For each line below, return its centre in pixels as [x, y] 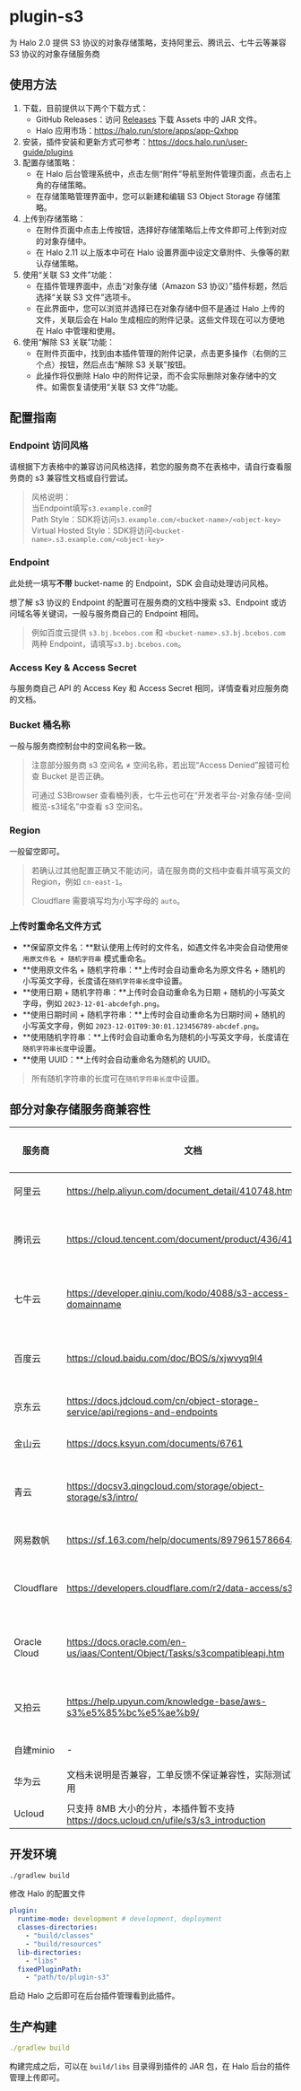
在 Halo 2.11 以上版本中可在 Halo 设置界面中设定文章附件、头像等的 [159, 252]
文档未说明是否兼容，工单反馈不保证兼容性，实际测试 [179, 1774]
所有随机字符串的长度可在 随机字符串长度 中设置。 [117, 1078]
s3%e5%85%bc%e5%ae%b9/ [133, 1712]
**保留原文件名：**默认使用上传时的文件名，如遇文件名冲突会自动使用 [152, 947]
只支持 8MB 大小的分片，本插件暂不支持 [151, 1808]
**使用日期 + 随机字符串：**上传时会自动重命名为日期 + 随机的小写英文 [154, 992]
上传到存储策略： [54, 218]
